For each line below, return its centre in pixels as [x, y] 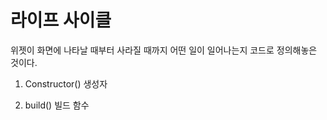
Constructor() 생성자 [66, 83]
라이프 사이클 [61, 20]
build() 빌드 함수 [57, 105]
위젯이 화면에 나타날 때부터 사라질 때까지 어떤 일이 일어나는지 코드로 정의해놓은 [164, 50]
